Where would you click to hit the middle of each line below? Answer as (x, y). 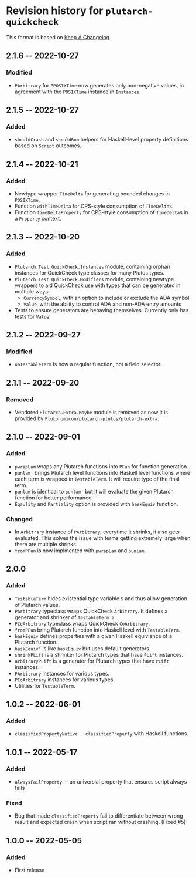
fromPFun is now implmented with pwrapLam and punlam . (80, 551)
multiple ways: (32, 291)
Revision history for (55, 11)
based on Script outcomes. (48, 146)
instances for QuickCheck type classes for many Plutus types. (90, 273)
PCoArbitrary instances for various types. (65, 680)
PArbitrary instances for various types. (62, 673)
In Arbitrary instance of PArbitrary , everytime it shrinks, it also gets (97, 532)
